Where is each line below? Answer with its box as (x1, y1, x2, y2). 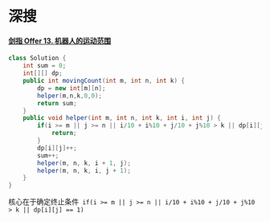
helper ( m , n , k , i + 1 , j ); (37, 158, 131, 167)
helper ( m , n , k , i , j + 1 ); (37, 166, 131, 175)
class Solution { (8, 54, 67, 63)
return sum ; (37, 99, 78, 107)
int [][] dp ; (22, 69, 63, 77)
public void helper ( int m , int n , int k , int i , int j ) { (22, 114, 221, 122)
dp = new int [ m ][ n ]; (37, 84, 106, 92)
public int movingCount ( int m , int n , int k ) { (22, 77, 185, 85)
